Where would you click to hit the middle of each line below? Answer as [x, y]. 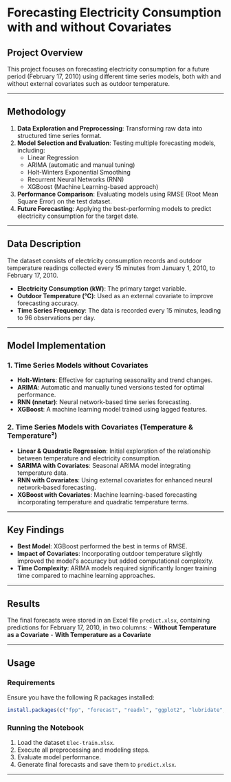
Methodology [37, 112]
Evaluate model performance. [59, 757]
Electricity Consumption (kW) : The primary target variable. [102, 288]
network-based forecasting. [56, 487]
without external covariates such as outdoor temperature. [89, 83]
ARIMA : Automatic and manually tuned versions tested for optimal [111, 388]
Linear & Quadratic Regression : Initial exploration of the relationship [114, 451]
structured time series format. [59, 135]
